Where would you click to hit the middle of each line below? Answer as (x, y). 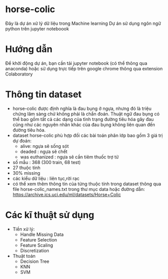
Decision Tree (35, 261)
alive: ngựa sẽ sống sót (44, 146)
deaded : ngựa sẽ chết (44, 151)
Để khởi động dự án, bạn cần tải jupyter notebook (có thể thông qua (76, 63)
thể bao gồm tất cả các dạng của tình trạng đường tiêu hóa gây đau (83, 119)
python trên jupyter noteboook (37, 28)
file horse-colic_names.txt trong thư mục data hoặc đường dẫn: (79, 189)
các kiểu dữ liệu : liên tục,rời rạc (46, 178)
